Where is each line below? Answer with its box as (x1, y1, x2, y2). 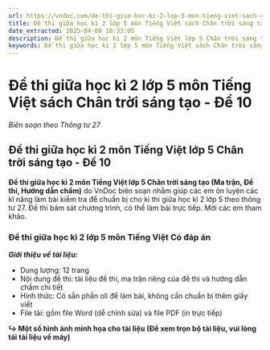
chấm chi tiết (19, 282, 63, 292)
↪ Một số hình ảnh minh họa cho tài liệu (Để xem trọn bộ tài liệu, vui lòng (8, 323, 257, 334)
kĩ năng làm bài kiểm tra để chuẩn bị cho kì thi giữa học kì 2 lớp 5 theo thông (8, 194, 261, 204)
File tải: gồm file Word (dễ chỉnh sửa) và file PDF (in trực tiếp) (19, 308, 223, 318)
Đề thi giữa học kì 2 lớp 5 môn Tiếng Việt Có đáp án (8, 231, 211, 242)
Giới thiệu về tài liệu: (8, 250, 79, 260)
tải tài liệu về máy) (8, 332, 71, 342)
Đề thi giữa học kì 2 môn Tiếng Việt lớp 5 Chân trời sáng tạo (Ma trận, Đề (8, 177, 254, 187)
